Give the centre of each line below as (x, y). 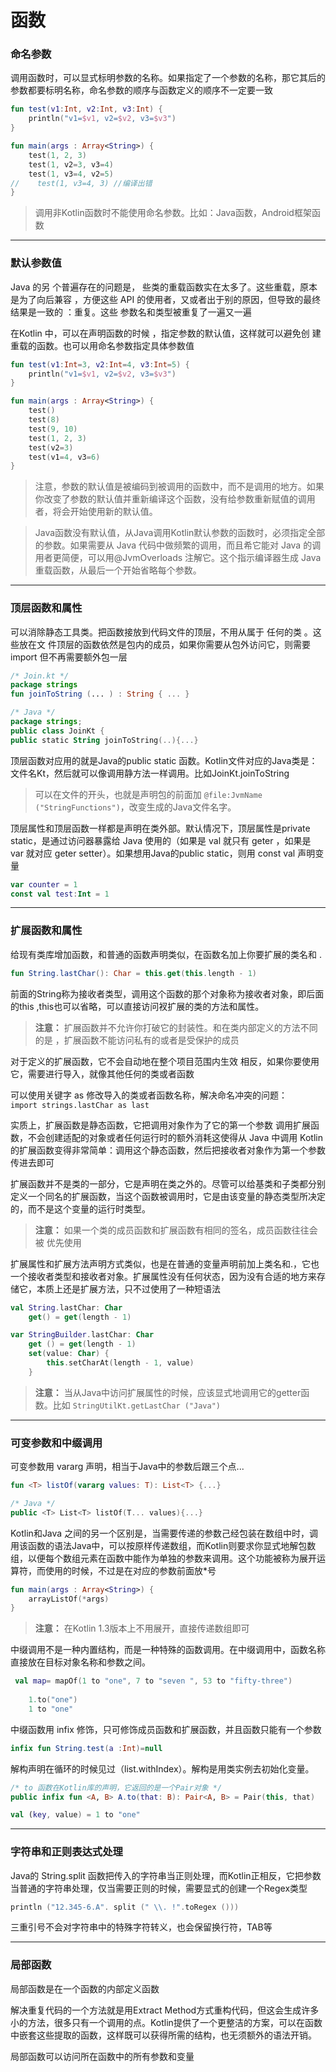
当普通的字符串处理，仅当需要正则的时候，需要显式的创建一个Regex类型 (159, 1888)
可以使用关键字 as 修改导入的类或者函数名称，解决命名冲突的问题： (149, 1095)
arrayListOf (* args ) (69, 1599)
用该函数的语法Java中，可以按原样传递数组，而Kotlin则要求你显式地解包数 (163, 1545)
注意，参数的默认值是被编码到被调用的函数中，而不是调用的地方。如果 (179, 487)
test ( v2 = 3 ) (51, 447)
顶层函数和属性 (46, 608)
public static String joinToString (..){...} (104, 740)
